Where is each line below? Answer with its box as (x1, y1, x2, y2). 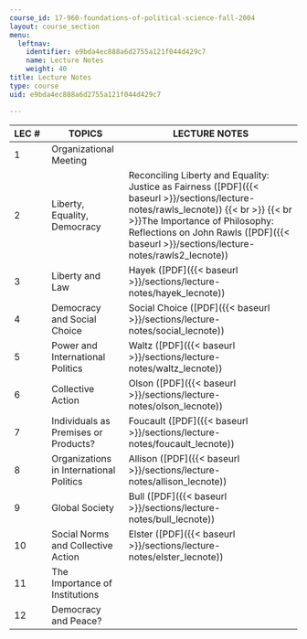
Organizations (51, 452, 112, 464)
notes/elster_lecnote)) (128, 550, 224, 563)
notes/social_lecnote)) (128, 324, 226, 336)
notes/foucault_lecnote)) (128, 437, 235, 450)
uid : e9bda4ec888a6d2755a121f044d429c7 (9, 90, 162, 99)
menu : (9, 30, 30, 39)
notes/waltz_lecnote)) (128, 362, 223, 375)
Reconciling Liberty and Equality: (128, 168, 270, 181)
